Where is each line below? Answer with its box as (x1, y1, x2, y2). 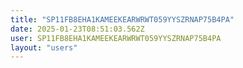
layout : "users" (10, 42, 78, 53)
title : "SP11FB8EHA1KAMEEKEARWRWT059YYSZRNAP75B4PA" (10, 14, 235, 25)
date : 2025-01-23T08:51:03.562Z (10, 24, 145, 34)
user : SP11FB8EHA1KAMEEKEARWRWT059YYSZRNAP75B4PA (10, 33, 222, 43)
